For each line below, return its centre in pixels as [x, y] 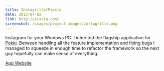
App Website [18, 63]
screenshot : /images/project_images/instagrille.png [61, 24]
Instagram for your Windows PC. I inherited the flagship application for [78, 38]
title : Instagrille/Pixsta [33, 10]
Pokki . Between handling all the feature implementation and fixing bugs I [80, 43]
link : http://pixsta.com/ [32, 19]
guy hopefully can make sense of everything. [52, 54]
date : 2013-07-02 [23, 14]
